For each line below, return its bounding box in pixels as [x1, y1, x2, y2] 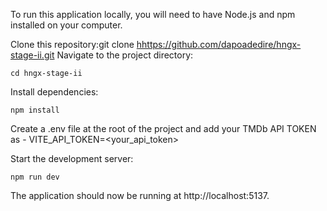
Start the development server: [10, 153, 134, 164]
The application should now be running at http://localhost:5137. [10, 190, 270, 201]
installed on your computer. [10, 19, 123, 31]
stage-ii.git [10, 49, 55, 61]
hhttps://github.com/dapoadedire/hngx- [136, 39, 302, 50]
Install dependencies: [10, 86, 99, 98]
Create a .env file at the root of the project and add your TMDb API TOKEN [10, 123, 317, 134]
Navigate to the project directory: [56, 49, 194, 61]
